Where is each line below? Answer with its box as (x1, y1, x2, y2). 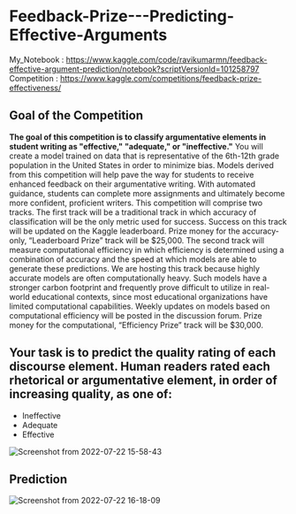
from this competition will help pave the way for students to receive (9, 169, 254, 180)
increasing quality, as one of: (9, 387, 172, 402)
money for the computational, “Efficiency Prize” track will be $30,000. (9, 319, 263, 330)
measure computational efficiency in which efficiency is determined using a (9, 244, 285, 255)
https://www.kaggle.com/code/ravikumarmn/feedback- (65, 54, 268, 65)
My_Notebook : (9, 54, 65, 65)
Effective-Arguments (9, 25, 168, 45)
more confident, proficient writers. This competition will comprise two (9, 197, 263, 208)
